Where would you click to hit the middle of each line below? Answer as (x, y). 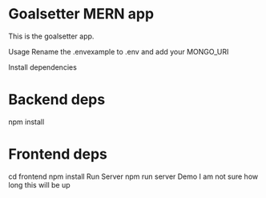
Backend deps (57, 100)
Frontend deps (58, 154)
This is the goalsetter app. (51, 36)
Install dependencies (43, 67)
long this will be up (39, 184)
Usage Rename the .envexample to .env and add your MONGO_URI (119, 51)
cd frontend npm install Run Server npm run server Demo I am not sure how (133, 176)
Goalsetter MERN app (81, 14)
